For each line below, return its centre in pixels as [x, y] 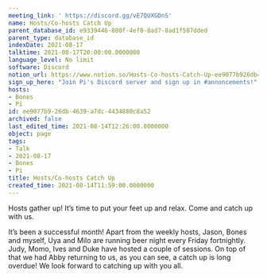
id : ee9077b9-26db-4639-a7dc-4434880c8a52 [79, 112]
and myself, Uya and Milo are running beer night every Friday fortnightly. [127, 240]
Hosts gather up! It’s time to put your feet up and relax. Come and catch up [131, 208]
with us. [21, 216]
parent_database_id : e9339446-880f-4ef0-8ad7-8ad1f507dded [108, 30]
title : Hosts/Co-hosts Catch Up [62, 178]
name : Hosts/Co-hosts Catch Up [60, 23]
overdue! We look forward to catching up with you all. [96, 265]
